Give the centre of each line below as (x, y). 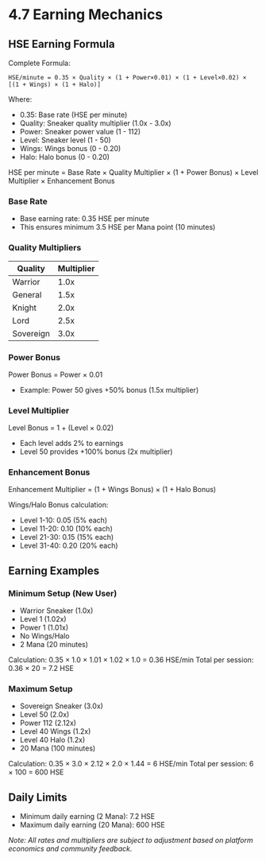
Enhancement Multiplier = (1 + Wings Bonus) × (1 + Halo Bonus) (112, 490)
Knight (25, 308)
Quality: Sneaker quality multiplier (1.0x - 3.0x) (96, 123)
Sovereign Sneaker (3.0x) (61, 706)
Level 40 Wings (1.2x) (55, 731)
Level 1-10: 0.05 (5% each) (64, 520)
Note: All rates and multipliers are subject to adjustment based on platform (131, 840)
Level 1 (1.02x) (43, 619)
